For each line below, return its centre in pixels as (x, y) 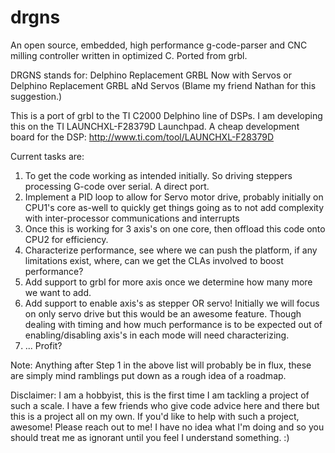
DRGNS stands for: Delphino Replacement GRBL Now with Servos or (151, 75)
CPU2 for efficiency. (66, 239)
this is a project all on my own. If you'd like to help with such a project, (155, 416)
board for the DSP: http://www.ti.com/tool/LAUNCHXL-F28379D (142, 137)
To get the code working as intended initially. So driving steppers (158, 175)
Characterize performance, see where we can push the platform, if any (171, 250)
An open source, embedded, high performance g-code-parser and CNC (159, 45)
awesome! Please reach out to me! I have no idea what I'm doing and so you (167, 427)
